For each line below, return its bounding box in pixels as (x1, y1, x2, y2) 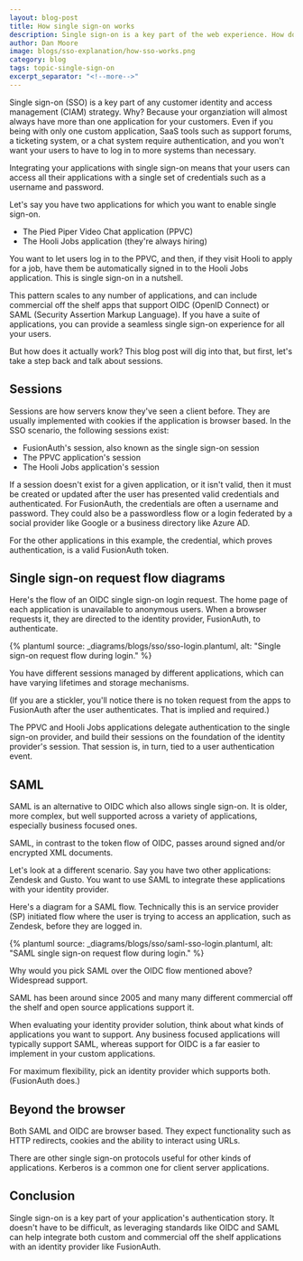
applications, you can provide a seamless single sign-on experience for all (9, 318, 286, 330)
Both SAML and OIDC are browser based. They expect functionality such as (9, 1126, 291, 1136)
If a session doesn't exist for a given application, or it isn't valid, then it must (9, 479, 291, 490)
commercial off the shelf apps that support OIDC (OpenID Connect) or (9, 299, 270, 310)
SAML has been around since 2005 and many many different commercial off (9, 993, 293, 1004)
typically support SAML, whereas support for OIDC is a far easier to (9, 1039, 261, 1050)
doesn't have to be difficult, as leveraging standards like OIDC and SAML (9, 1221, 280, 1233)
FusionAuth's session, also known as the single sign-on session (22, 442, 260, 453)
